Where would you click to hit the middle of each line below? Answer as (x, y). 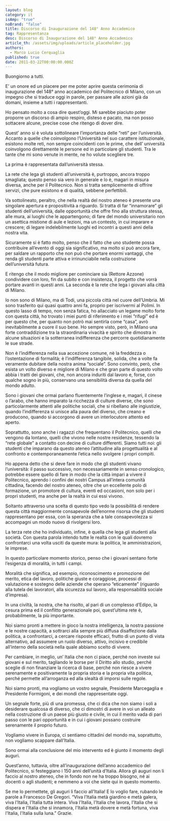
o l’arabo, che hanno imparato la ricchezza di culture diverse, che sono (79, 401)
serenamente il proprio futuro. (37, 725)
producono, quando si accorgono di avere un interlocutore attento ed (77, 417)
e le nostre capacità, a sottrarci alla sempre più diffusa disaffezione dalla (81, 631)
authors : (14, 48)
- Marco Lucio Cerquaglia (37, 52)
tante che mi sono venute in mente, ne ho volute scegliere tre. (70, 155)
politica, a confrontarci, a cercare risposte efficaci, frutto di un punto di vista (85, 636)
